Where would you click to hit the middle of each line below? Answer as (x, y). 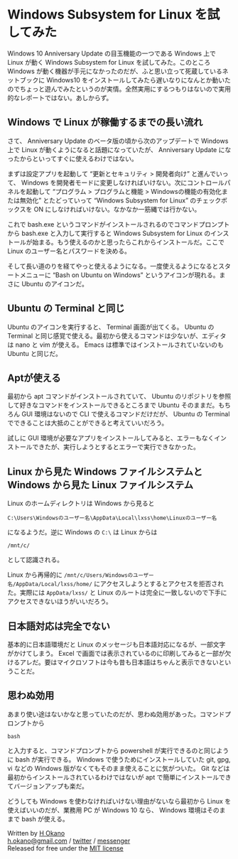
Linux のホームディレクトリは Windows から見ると (81, 503)
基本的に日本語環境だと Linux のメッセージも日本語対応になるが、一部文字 (117, 644)
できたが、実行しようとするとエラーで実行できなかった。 (116, 447)
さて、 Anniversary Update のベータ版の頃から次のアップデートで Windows (118, 141)
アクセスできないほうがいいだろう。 (60, 602)
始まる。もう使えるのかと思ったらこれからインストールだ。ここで (128, 242)
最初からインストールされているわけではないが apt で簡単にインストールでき (119, 777)
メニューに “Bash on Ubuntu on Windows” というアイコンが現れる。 (119, 275)
